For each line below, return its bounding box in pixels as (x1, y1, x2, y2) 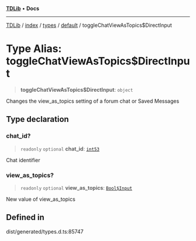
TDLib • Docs (6, 5, 40, 12)
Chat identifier (6, 156, 41, 163)
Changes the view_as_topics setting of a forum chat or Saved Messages (6, 97, 180, 104)
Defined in (6, 212, 45, 222)
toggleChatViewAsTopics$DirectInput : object (20, 86, 133, 93)
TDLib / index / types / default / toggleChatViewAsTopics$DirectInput (6, 22, 172, 29)
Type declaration (6, 114, 69, 124)
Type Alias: (6, 42, 62, 55)
